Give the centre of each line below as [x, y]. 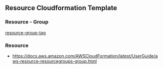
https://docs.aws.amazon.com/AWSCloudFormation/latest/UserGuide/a [85, 56]
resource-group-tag [25, 33]
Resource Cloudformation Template [61, 8]
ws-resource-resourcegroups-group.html [55, 61]
